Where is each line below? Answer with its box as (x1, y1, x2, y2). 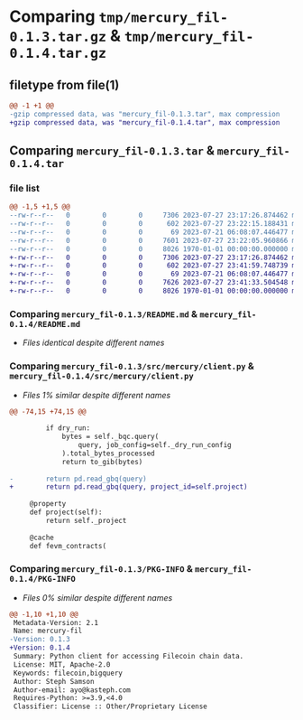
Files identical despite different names (22, 337, 165, 349)
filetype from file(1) (9, 77, 120, 92)
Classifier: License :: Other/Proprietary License (13, 702, 207, 711)
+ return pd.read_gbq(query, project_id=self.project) (9, 482, 248, 491)
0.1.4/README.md (9, 319, 81, 329)
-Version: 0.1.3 (9, 635, 70, 644)
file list (9, 182, 41, 194)
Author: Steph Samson (13, 677, 95, 686)
